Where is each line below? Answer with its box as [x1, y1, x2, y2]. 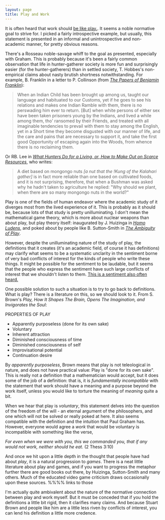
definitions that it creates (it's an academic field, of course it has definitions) [5, 245, 160, 251]
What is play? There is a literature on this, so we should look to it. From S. [5, 291, 154, 297]
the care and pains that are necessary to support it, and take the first [17, 134, 157, 139]
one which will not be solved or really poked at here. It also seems [5, 413, 139, 419]
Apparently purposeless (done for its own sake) [12, 321, 109, 327]
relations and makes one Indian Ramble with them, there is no [17, 102, 142, 108]
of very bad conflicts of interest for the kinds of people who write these [5, 255, 150, 261]
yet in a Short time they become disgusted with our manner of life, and [17, 128, 161, 134]
